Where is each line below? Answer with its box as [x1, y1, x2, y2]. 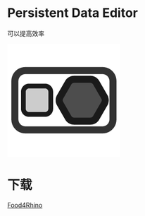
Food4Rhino [7, 200, 43, 209]
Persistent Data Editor [7, 5, 139, 21]
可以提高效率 [7, 29, 44, 37]
